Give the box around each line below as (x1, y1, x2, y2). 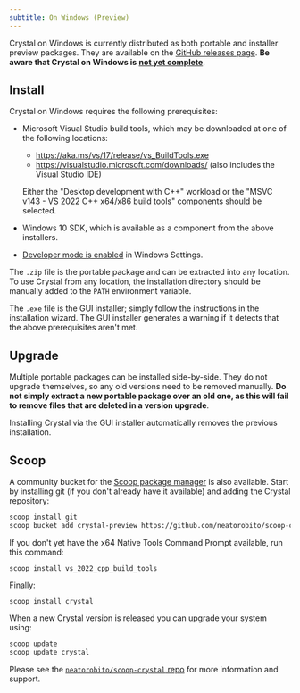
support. (9, 673, 41, 684)
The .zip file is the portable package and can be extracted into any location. (9, 267, 290, 278)
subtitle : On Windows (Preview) (9, 13, 129, 22)
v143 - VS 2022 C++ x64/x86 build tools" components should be (21, 196, 262, 206)
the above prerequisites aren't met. (9, 322, 138, 333)
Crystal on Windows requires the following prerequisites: (9, 106, 219, 117)
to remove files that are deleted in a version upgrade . (9, 400, 210, 411)
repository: (9, 496, 50, 506)
